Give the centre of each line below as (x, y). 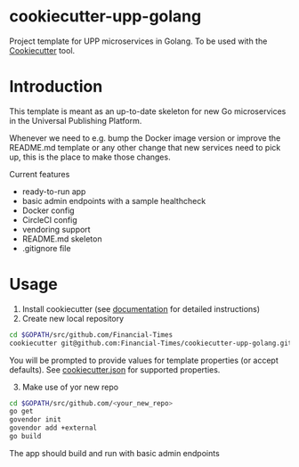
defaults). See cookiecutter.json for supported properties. (115, 369)
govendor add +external (53, 428)
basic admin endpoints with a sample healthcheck (114, 201)
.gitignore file (46, 248)
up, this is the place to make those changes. (90, 157)
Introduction (56, 87)
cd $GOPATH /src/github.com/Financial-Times (91, 335)
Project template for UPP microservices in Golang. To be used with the (138, 41)
